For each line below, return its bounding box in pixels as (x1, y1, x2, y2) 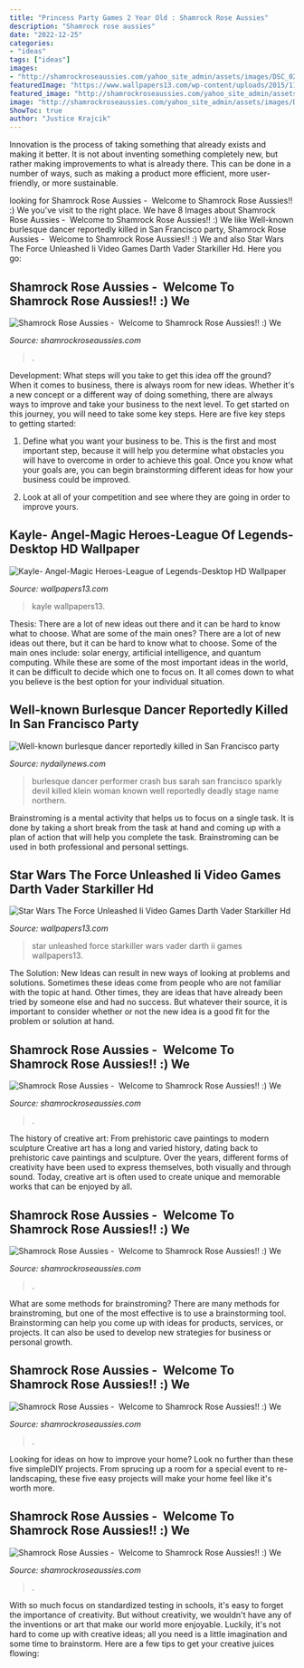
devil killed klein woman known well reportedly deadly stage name (31, 785, 279, 796)
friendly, (9, 177, 41, 188)
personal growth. (9, 1337, 73, 1347)
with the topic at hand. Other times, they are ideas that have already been (9, 987, 283, 998)
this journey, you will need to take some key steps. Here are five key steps (9, 408, 286, 419)
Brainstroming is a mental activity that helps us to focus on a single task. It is (9, 812, 295, 823)
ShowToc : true (9, 106, 63, 115)
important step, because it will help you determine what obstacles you (22, 445, 285, 455)
